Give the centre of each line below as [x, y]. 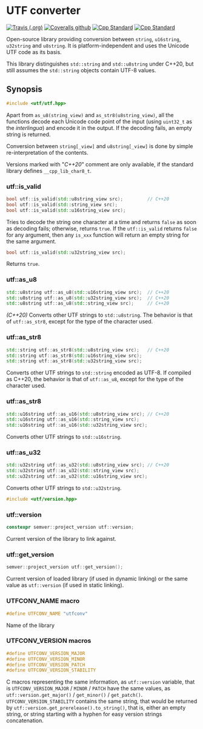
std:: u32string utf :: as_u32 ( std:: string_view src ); [73, 471]
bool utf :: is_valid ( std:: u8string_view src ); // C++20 [88, 199]
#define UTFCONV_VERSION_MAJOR [46, 653]
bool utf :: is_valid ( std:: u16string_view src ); [66, 210]
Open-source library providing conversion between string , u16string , [94, 39]
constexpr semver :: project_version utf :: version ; [70, 527]
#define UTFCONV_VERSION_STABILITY [51, 670]
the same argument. [31, 241]
